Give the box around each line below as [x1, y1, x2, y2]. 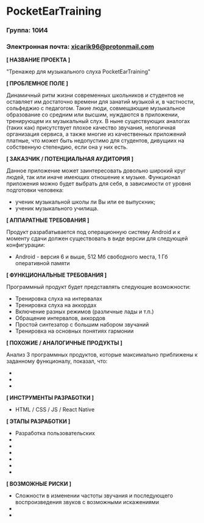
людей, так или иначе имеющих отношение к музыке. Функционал [6, 174, 181, 181]
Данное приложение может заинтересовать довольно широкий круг [6, 167, 186, 174]
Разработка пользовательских [15, 430, 96, 437]
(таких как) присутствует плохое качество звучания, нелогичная [6, 124, 176, 132]
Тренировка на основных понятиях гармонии [15, 327, 134, 335]
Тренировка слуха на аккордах [15, 302, 97, 309]
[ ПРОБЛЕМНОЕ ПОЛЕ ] [6, 80, 68, 87]
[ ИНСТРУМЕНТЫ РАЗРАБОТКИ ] [6, 394, 94, 402]
